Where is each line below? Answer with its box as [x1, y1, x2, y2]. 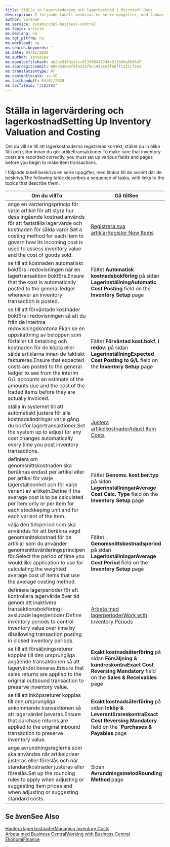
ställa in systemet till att [8, 403, 64, 410]
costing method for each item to [8, 232, 84, 239]
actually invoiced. [8, 394, 50, 401]
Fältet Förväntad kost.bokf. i [91, 337, 159, 345]
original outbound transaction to [8, 677, 84, 684]
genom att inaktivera [8, 599, 57, 606]
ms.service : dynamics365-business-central [5, 21, 96, 27]
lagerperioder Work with [91, 612, 148, 619]
